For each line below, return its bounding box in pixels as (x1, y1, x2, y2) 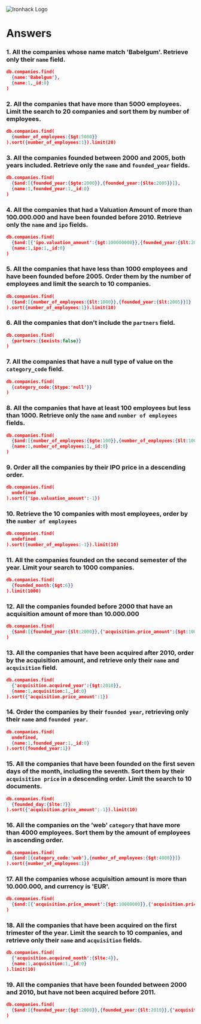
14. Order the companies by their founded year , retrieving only (6, 708, 189, 716)
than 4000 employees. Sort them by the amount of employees (6, 828, 191, 837)
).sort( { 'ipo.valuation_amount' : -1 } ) (6, 495, 100, 502)
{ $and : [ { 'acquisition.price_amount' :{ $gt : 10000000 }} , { (11, 901, 151, 907)
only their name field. (6, 56, 66, 64)
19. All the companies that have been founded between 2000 (6, 980, 187, 989)
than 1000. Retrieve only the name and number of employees (6, 412, 178, 420)
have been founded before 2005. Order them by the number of (6, 272, 191, 281)
